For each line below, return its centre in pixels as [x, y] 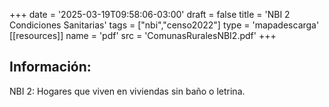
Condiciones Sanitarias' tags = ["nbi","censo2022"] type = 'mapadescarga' [164, 25]
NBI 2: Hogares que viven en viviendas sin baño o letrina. [127, 91]
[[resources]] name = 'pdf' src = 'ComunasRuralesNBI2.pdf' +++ [143, 35]
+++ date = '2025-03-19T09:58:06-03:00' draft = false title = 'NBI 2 [150, 14]
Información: [50, 67]
